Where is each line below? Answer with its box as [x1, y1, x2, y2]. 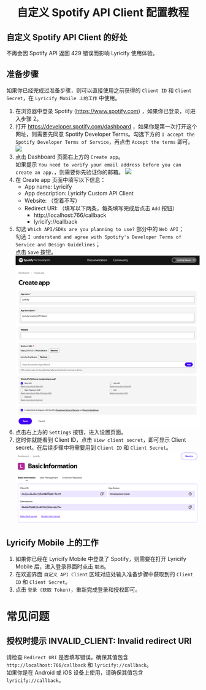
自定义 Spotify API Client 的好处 [6, 32, 128, 42]
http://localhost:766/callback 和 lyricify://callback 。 [6, 661, 152, 668]
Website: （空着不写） [24, 197, 81, 204]
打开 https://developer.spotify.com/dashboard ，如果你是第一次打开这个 [15, 122, 197, 130]
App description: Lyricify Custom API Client [24, 189, 134, 197]
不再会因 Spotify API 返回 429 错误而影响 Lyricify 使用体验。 [6, 50, 158, 57]
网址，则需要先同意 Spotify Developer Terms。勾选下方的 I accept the [15, 130, 195, 138]
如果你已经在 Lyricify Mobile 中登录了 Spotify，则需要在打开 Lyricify [15, 555, 187, 562]
